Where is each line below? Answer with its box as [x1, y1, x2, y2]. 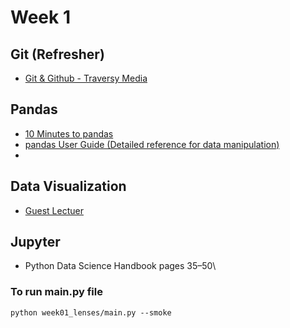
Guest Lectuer [24, 204, 84, 216]
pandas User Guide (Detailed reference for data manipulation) [24, 138, 280, 150]
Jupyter [10, 234, 61, 251]
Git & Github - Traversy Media [24, 72, 148, 84]
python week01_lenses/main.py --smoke [10, 307, 172, 318]
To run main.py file [10, 285, 103, 299]
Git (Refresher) [10, 46, 105, 63]
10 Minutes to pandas [24, 127, 114, 140]
